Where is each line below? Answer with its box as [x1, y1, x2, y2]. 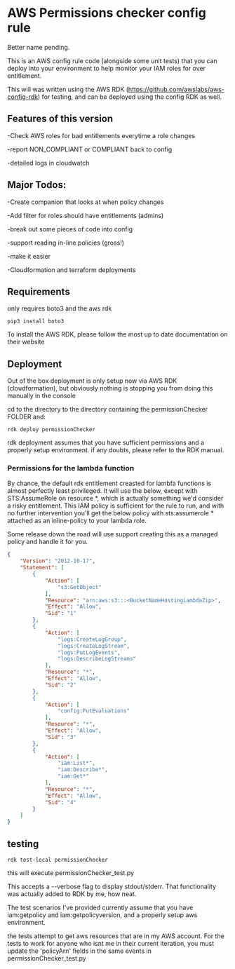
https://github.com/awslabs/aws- [128, 85, 224, 93]
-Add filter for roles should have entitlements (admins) [7, 211, 164, 219]
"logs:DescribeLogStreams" [57, 656, 137, 663]
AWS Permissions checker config [7, 5, 207, 21]
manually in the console [7, 391, 76, 400]
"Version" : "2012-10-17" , [20, 557, 96, 565]
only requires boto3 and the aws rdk [7, 304, 112, 313]
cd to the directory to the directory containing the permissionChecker [7, 405, 208, 414]
